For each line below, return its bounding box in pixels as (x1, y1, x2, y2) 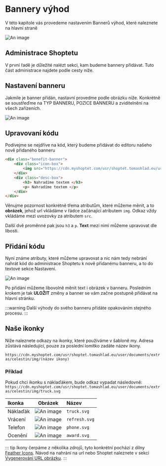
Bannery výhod (5, 3, 70, 15)
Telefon (7, 424, 26, 431)
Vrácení (7, 416, 26, 423)
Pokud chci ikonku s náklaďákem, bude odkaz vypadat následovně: (5, 379, 142, 386)
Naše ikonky (5, 324, 44, 333)
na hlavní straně (5, 25, 38, 31)
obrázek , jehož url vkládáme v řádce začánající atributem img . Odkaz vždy (5, 208, 157, 214)
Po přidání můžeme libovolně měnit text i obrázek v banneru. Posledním (5, 285, 151, 291)
